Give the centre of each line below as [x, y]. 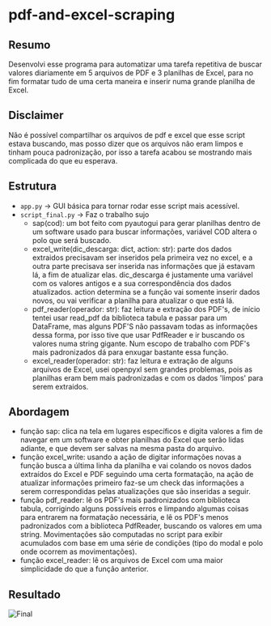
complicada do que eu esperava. [63, 160]
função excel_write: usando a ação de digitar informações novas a [131, 457]
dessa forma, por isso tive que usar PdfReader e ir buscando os [138, 334]
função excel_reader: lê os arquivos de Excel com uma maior [122, 560]
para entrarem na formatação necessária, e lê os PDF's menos [124, 517]
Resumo [30, 45]
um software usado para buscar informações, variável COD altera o [144, 232]
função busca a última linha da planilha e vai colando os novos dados [136, 466]
